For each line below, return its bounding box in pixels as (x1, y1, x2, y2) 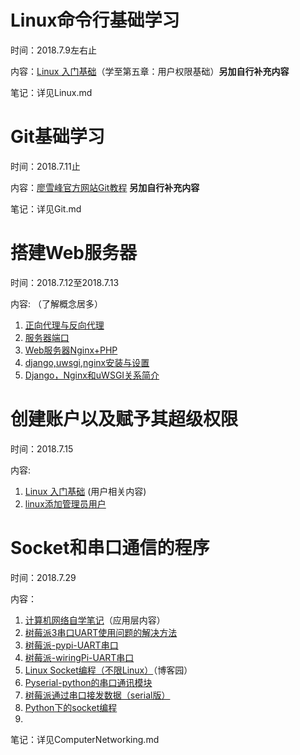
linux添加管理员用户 (24, 497, 107, 510)
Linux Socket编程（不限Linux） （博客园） (24, 664, 193, 676)
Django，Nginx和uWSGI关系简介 (24, 369, 160, 381)
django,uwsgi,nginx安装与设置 (24, 356, 150, 368)
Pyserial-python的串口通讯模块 (24, 676, 153, 688)
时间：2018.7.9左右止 (10, 44, 98, 56)
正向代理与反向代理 (24, 319, 105, 331)
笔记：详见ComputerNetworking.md (10, 733, 160, 745)
